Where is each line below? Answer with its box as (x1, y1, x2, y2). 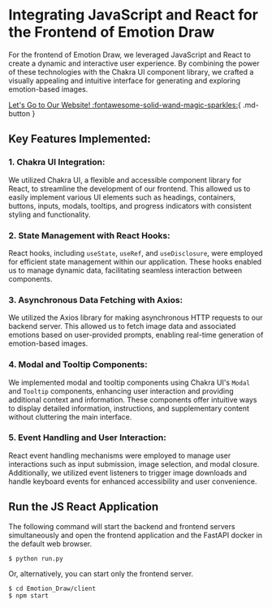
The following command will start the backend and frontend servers (8, 521, 235, 531)
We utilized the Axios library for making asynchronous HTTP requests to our (8, 313, 263, 322)
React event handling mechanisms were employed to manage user (8, 451, 231, 460)
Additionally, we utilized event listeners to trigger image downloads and (8, 468, 248, 477)
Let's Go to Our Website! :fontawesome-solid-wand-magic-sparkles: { (8, 100, 241, 110)
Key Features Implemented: (8, 132, 152, 146)
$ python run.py (8, 554, 63, 563)
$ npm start (8, 591, 49, 600)
